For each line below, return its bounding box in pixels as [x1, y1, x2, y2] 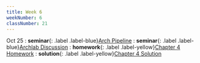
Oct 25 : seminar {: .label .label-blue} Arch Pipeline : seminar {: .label [6, 37, 177, 45]
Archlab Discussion [19, 43, 69, 51]
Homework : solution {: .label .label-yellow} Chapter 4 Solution [6, 50, 162, 57]
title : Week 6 [6, 9, 43, 15]
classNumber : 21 [6, 20, 48, 26]
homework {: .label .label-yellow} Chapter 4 [72, 43, 180, 51]
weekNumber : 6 [6, 15, 43, 21]
